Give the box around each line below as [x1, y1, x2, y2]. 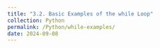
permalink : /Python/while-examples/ [7, 23, 115, 30]
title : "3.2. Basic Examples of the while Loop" [7, 10, 154, 18]
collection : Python [7, 17, 65, 24]
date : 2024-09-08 [7, 30, 59, 37]
